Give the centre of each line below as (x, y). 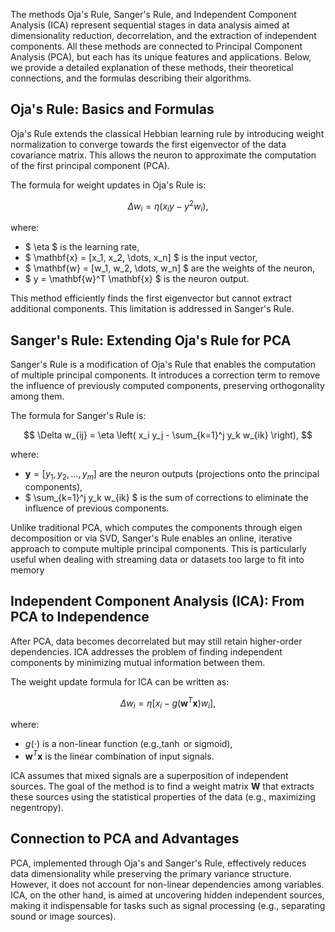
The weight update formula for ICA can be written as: (120, 681)
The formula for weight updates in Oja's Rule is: (108, 185)
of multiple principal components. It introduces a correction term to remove (165, 375)
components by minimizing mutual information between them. (138, 662)
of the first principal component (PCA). (90, 165)
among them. (37, 396)
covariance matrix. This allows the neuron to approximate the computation (163, 155)
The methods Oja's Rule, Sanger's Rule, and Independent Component (153, 14)
